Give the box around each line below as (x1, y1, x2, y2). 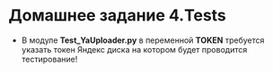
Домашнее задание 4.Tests (8, 5, 226, 26)
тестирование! (21, 53, 78, 64)
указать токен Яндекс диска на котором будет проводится (21, 44, 248, 54)
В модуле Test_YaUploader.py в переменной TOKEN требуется (21, 35, 265, 45)
